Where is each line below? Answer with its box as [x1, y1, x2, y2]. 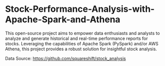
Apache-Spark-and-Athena [5, 14, 121, 25]
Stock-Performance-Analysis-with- [5, 3, 155, 15]
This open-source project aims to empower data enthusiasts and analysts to [5, 30, 160, 36]
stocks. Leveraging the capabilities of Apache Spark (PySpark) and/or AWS [5, 40, 159, 46]
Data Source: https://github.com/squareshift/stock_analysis [5, 55, 126, 61]
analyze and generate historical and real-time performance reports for [5, 35, 148, 41]
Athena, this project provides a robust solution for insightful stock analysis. [5, 46, 157, 52]
